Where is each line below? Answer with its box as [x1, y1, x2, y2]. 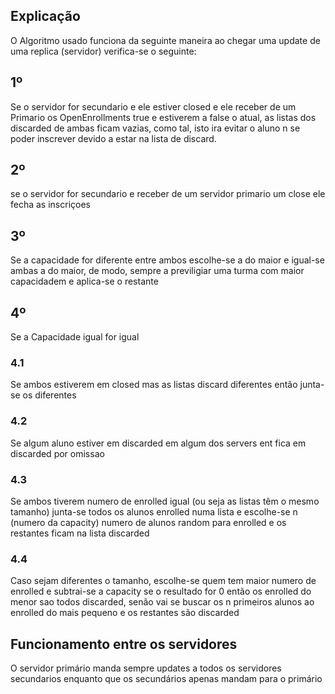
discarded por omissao [10, 447, 105, 459]
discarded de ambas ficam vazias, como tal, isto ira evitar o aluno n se [10, 122, 301, 134]
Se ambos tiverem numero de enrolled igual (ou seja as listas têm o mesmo [10, 495, 320, 507]
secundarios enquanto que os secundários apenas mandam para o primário [10, 673, 323, 685]
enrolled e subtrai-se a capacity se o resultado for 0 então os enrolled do [10, 585, 312, 598]
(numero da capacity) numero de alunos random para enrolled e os [10, 516, 287, 528]
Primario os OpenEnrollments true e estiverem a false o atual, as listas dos [10, 111, 317, 123]
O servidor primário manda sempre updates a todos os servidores [10, 662, 282, 674]
